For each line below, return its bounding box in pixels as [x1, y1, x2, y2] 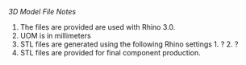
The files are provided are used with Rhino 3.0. [19, 22, 176, 31]
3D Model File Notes [8, 7, 77, 16]
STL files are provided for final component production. [19, 48, 202, 57]
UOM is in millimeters [19, 31, 91, 40]
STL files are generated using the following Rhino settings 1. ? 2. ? [19, 39, 240, 49]
